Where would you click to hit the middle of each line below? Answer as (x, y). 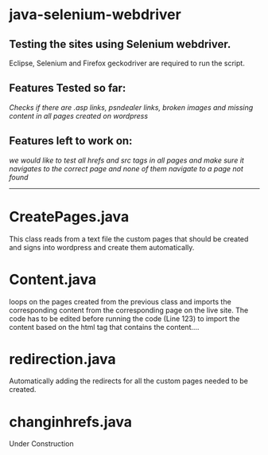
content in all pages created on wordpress (79, 116)
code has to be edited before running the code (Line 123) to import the (124, 318)
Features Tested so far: (68, 88)
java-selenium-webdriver (95, 15)
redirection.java (62, 359)
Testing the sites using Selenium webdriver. (120, 44)
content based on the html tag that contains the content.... (104, 327)
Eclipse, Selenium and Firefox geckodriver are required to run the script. (127, 63)
